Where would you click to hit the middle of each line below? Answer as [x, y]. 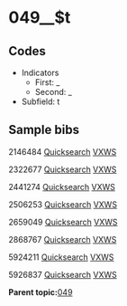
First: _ [47, 82]
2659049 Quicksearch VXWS [63, 222]
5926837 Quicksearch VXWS [63, 274]
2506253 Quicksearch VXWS [63, 204]
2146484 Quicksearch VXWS [63, 151]
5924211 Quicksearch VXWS [61, 257]
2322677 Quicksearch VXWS [63, 169]
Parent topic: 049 [41, 292]
